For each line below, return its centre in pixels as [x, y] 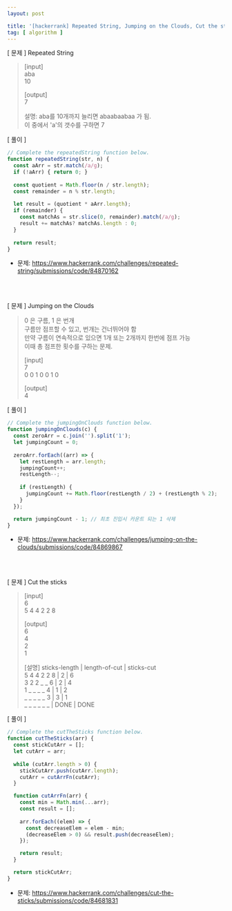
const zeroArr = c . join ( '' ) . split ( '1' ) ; [72, 436]
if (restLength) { [46, 488]
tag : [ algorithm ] [35, 32]
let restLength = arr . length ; [63, 461]
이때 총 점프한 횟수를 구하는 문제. [68, 347]
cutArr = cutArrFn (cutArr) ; [60, 777]
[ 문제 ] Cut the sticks [37, 582]
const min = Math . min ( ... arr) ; [65, 803]
